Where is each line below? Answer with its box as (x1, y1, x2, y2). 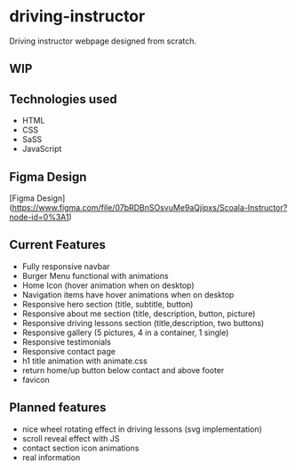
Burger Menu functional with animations (21, 270, 169, 281)
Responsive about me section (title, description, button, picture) (21, 308, 256, 319)
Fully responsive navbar (21, 260, 110, 272)
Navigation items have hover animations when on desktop (21, 289, 235, 299)
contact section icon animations (21, 442, 140, 453)
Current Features (9, 237, 107, 252)
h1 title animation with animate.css (21, 355, 148, 366)
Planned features (9, 400, 107, 415)
